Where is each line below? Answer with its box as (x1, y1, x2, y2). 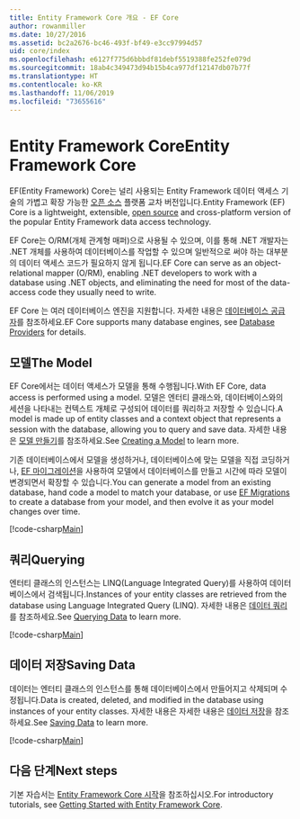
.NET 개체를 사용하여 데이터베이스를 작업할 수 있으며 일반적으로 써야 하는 (9, 247, 265, 257)
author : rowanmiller (9, 22, 87, 31)
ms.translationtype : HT (9, 72, 99, 81)
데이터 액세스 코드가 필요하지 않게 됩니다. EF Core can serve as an (18, 257, 253, 268)
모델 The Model (9, 355, 93, 370)
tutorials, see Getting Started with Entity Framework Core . (9, 798, 223, 810)
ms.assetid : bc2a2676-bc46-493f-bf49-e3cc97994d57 (9, 38, 203, 48)
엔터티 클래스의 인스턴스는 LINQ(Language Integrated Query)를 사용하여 (9, 577, 268, 588)
